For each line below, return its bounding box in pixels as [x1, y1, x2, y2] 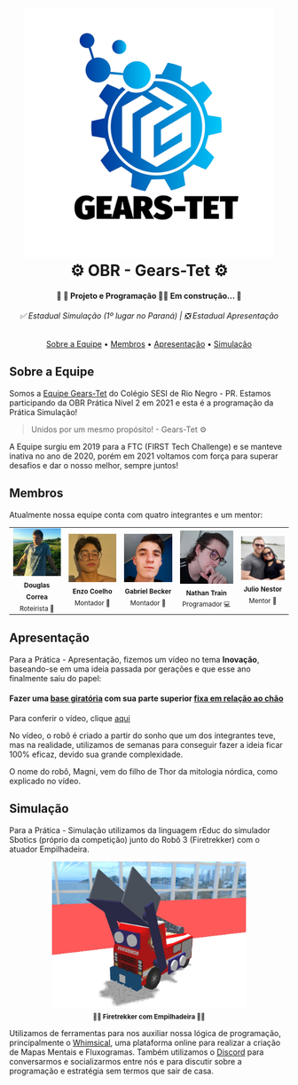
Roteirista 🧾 [19, 604, 55, 613]
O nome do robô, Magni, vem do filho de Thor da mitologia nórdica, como [9, 766, 278, 776]
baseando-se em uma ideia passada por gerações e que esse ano [9, 664, 251, 674]
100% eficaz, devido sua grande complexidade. [9, 749, 184, 759]
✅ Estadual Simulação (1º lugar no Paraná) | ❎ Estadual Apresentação [19, 311, 279, 321]
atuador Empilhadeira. [9, 844, 90, 854]
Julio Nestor [243, 585, 282, 594]
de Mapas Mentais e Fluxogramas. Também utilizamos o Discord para [9, 1046, 264, 1057]
